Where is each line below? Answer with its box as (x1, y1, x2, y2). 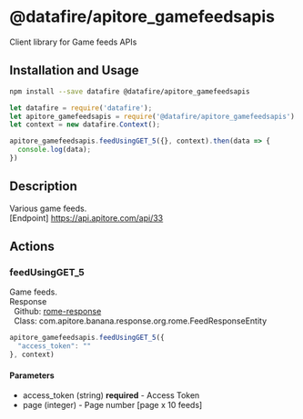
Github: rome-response (13, 306, 102, 317)
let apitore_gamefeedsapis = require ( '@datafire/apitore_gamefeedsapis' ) (9, 112, 296, 121)
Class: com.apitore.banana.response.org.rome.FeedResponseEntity (13, 315, 268, 326)
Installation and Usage (9, 63, 139, 78)
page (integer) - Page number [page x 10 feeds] (22, 400, 203, 411)
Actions (9, 239, 55, 254)
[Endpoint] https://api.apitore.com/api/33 (9, 212, 164, 224)
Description (9, 179, 77, 195)
